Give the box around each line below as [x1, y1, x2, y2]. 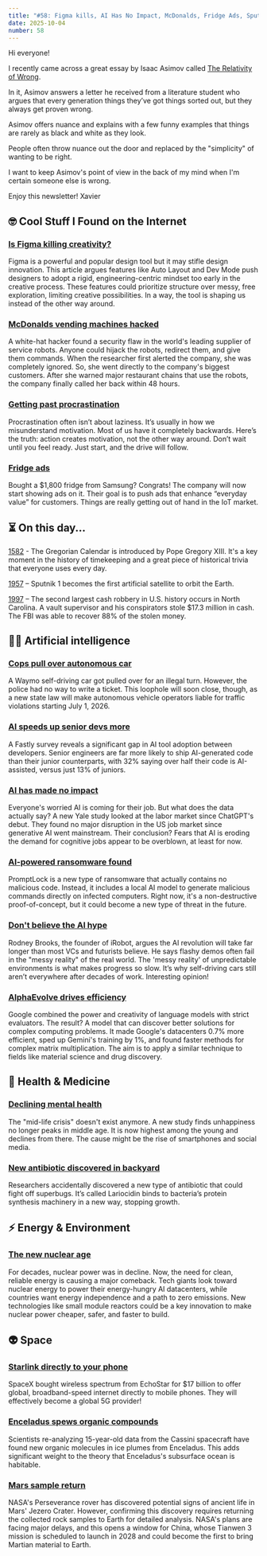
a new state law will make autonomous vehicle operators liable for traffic [8, 693, 246, 703]
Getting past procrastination [8, 399, 120, 410]
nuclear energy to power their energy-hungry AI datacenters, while [8, 1284, 228, 1293]
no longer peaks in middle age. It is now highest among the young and [8, 1125, 238, 1135]
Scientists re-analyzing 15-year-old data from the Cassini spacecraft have [8, 1434, 250, 1444]
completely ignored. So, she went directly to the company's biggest [8, 362, 230, 372]
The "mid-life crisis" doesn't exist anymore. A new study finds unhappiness [8, 1117, 256, 1126]
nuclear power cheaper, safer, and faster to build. [8, 1309, 170, 1319]
